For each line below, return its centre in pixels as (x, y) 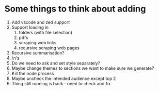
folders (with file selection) (46, 32)
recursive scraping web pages (49, 48)
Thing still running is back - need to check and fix (61, 83)
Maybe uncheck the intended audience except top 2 (64, 78)
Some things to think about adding (75, 9)
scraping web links (38, 42)
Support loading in (30, 27)
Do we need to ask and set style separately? (56, 63)
